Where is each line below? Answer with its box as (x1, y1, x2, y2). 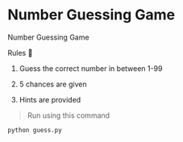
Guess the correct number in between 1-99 (19, 63, 163, 73)
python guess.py (7, 126, 62, 134)
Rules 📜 (7, 48, 33, 57)
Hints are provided (19, 94, 81, 104)
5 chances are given (19, 79, 87, 89)
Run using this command (27, 111, 110, 120)
